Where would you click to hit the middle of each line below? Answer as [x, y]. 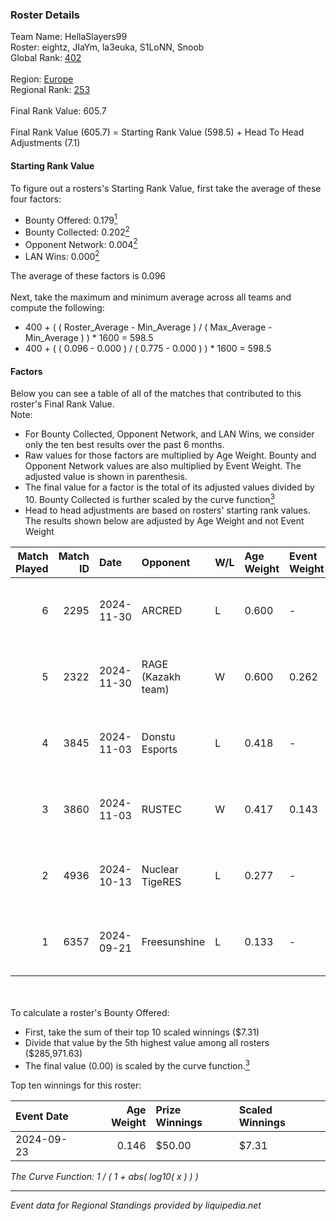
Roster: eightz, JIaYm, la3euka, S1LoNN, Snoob [107, 47]
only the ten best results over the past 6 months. [124, 445]
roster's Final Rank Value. [62, 404]
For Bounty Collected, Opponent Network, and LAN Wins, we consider [169, 434]
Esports [159, 749]
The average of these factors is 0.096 [88, 276]
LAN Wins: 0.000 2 [62, 256]
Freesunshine [173, 941]
